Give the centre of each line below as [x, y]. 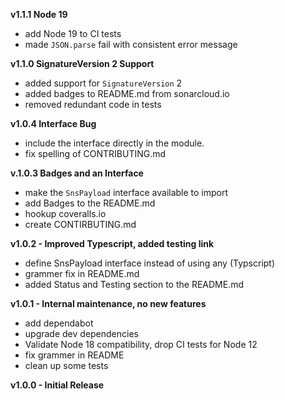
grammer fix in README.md [82, 273]
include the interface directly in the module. [114, 143]
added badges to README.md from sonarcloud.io [127, 93]
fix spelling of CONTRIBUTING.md [95, 153]
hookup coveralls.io [65, 213]
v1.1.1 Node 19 [39, 14]
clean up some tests [66, 365]
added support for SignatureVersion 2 [103, 83]
